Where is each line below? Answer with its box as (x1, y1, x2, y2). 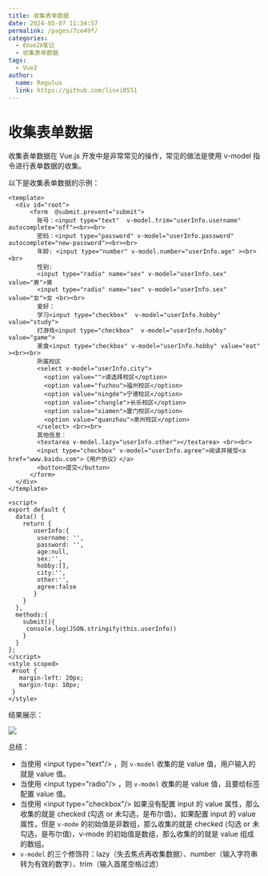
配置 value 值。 (19, 790, 70, 799)
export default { (8, 506, 66, 514)
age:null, (37, 548, 70, 557)
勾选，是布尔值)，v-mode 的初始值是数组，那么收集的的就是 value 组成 (19, 830, 254, 839)
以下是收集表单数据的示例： (8, 178, 100, 188)
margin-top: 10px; (18, 681, 81, 689)
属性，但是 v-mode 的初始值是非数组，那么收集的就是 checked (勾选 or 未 (19, 819, 260, 829)
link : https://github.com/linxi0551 (15, 86, 138, 94)
